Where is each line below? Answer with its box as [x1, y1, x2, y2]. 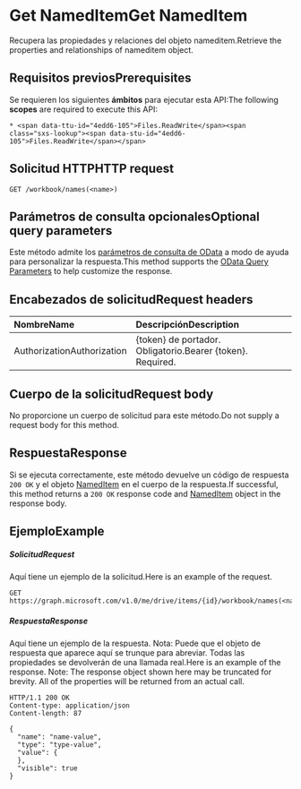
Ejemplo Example [9, 524, 105, 539]
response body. [9, 498, 67, 509]
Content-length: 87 [9, 709, 82, 718]
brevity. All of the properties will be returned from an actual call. [9, 676, 245, 687]
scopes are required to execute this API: [9, 104, 159, 115]
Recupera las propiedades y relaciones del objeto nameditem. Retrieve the [9, 35, 282, 46]
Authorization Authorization [13, 345, 127, 357]
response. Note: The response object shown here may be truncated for [9, 666, 272, 677]
